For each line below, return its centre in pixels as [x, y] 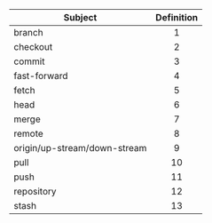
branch [28, 32]
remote [29, 134]
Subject [80, 17]
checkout [33, 47]
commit [29, 61]
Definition [177, 17]
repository [35, 191]
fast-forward [41, 76]
